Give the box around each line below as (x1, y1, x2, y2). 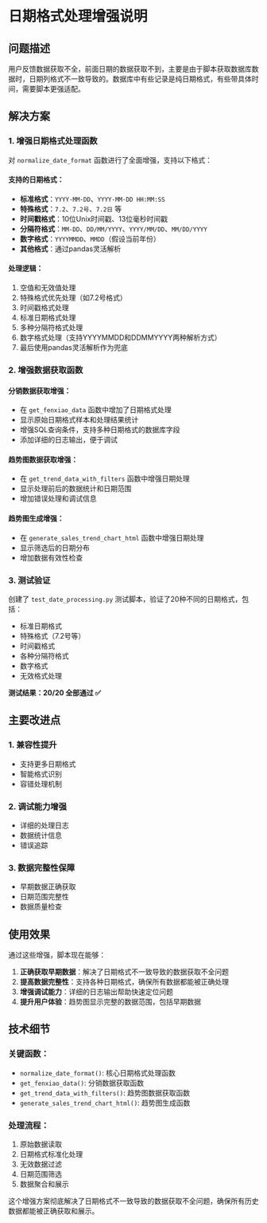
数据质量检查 (19, 902, 62, 911)
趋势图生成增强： (8, 513, 64, 523)
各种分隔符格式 (19, 651, 69, 660)
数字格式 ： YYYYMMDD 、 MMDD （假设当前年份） (19, 234, 161, 243)
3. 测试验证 (8, 575, 51, 586)
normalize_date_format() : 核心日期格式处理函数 (19, 1068, 176, 1077)
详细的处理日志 (19, 820, 69, 830)
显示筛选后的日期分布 (19, 543, 90, 553)
